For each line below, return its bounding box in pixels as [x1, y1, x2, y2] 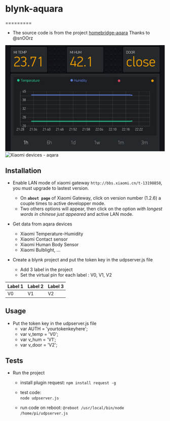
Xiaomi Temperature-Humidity [20, 231, 83, 237]
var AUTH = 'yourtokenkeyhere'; [20, 325, 88, 332]
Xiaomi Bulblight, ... [20, 247, 61, 253]
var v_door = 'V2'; [20, 341, 58, 348]
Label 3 [48, 283, 64, 289]
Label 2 [27, 283, 44, 289]
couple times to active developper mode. [20, 201, 106, 207]
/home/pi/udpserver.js [20, 411, 68, 416]
